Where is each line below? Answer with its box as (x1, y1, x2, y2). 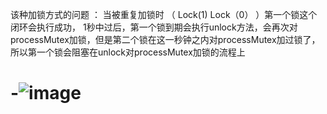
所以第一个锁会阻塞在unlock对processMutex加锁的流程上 (10, 46, 246, 58)
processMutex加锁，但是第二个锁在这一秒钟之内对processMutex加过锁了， (10, 34, 321, 45)
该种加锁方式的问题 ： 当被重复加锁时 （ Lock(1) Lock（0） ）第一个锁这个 (10, 9, 318, 20)
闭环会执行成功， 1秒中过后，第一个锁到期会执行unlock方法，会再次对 (10, 21, 298, 33)
